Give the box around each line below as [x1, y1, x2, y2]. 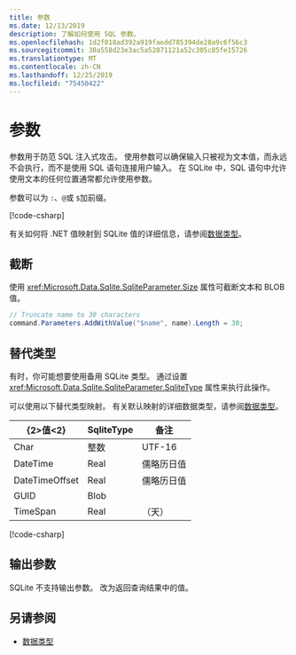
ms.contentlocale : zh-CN [9, 63, 101, 72]
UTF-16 [141, 440, 177, 453]
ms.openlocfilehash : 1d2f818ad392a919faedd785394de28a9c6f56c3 [9, 37, 248, 47]
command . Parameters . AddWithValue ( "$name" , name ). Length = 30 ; [9, 319, 244, 328]
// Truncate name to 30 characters [9, 311, 141, 320]
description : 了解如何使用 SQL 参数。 [9, 29, 140, 38]
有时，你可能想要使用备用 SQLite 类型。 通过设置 [9, 370, 188, 382]
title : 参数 [9, 12, 51, 22]
